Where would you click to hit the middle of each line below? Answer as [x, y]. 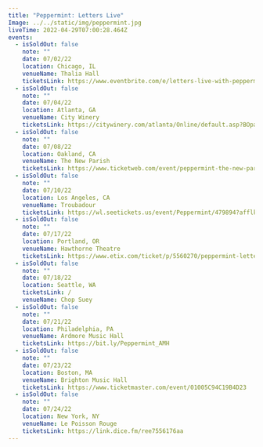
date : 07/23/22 [47, 365]
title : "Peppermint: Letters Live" [66, 15]
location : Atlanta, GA [59, 111]
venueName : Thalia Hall [61, 74]
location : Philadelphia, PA [68, 329]
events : [21, 37]
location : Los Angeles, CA [66, 198]
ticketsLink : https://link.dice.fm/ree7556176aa [103, 431]
